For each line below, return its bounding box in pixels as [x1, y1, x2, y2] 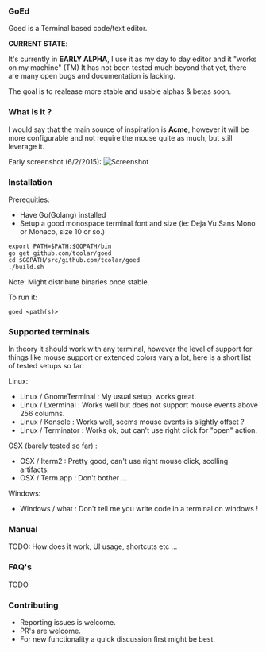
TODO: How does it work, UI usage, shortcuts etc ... [8, 542, 178, 551]
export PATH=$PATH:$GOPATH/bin [8, 242, 112, 250]
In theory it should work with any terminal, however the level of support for [8, 344, 253, 354]
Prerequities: [8, 195, 50, 204]
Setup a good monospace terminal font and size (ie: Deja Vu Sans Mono [19, 218, 256, 228]
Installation [8, 176, 53, 187]
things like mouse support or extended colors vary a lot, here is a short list [8, 353, 252, 362]
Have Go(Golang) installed [19, 210, 106, 219]
